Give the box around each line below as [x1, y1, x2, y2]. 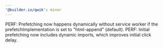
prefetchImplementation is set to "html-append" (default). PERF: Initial [5, 26, 150, 32]
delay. [5, 37, 18, 43]
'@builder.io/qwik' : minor [5, 7, 62, 12]
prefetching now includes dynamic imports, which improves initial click [5, 31, 151, 37]
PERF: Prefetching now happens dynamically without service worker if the [5, 21, 158, 27]
